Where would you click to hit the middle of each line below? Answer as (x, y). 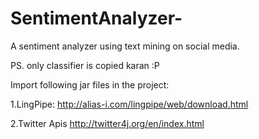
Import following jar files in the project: (90, 84)
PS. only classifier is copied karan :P (85, 65)
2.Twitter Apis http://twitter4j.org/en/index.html (107, 123)
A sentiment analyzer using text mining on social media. (125, 46)
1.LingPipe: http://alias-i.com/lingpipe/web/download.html (129, 104)
